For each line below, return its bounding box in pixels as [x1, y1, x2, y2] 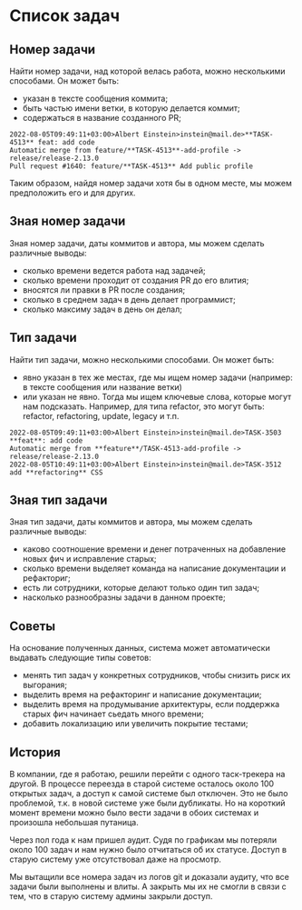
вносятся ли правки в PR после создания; [22, 284, 186, 295]
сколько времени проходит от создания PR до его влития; [22, 275, 249, 285]
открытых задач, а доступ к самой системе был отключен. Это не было [9, 788, 288, 799]
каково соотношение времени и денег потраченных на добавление [22, 544, 287, 555]
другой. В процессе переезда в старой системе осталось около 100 [9, 778, 275, 789]
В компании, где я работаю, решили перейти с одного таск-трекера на [9, 769, 286, 780]
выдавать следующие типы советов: [9, 652, 151, 664]
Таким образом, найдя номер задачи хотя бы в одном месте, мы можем [9, 178, 292, 188]
